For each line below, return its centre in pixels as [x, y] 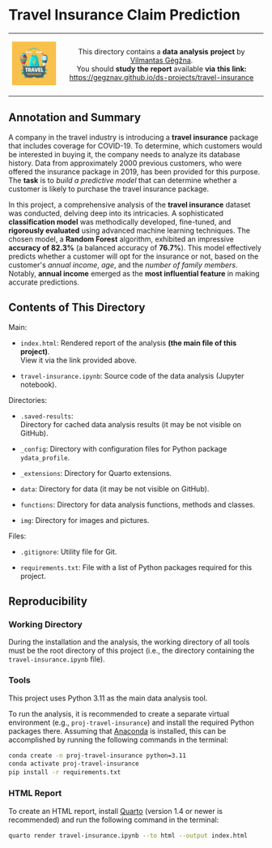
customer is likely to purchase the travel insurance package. [108, 189]
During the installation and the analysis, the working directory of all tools [129, 642]
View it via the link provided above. [79, 360]
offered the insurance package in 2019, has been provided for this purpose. [134, 171]
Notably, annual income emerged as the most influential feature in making [134, 273]
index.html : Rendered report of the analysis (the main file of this [128, 343]
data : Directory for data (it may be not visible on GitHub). [115, 489]
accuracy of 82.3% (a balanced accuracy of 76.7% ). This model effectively [135, 247]
